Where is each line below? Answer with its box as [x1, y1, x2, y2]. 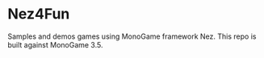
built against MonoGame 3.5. [7, 39, 103, 49]
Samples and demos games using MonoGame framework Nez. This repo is [7, 31, 257, 41]
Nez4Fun [7, 5, 70, 23]
